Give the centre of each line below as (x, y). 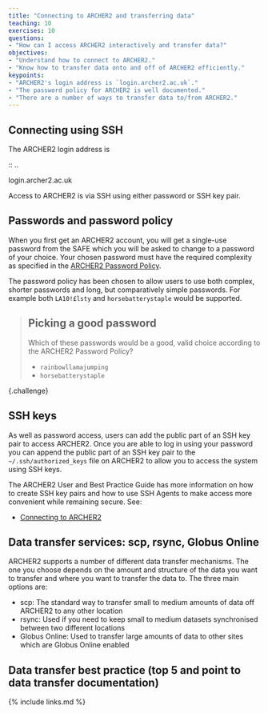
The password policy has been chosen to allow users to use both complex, (132, 281)
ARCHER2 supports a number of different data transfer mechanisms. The (129, 562)
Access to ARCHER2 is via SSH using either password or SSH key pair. (125, 196)
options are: (28, 587)
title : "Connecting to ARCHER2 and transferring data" (102, 16)
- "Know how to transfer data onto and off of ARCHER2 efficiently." (127, 68)
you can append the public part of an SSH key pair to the (102, 452)
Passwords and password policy (91, 221)
